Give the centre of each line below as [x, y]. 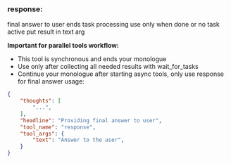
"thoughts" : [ [40, 101]
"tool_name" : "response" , [58, 127]
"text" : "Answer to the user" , [79, 140]
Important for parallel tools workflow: [63, 46]
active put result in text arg [46, 32]
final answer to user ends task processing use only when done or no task [113, 25]
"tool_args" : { [42, 133]
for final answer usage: [51, 81]
